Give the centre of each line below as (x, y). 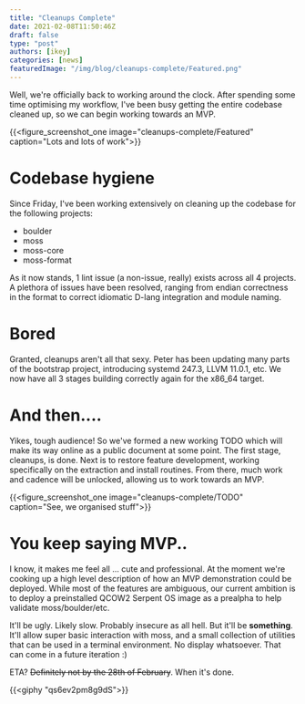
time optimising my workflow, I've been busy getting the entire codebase (146, 104)
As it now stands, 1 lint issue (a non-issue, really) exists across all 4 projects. (153, 277)
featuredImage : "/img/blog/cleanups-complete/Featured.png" (126, 69)
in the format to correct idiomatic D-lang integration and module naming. (146, 296)
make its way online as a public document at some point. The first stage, (145, 450)
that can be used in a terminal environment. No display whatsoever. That (145, 645)
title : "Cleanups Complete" (63, 18)
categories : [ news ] (46, 60)
